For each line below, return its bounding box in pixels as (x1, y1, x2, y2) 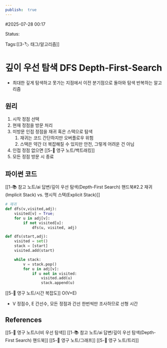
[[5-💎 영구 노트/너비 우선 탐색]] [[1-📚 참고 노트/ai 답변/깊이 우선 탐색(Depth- (5, 329, 156, 335)
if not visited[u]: (23, 220, 64, 225)
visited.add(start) (14, 248, 55, 253)
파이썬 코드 (5, 170, 37, 178)
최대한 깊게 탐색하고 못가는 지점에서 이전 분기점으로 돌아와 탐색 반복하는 (12, 80, 153, 86)
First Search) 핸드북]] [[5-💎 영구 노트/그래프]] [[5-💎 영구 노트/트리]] (5, 337, 139, 343)
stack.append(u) (40, 280, 75, 285)
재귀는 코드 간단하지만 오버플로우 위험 (19, 135, 94, 141)
